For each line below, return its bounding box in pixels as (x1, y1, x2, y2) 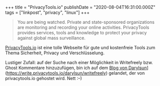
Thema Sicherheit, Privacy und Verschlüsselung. (5, 50, 105, 56)
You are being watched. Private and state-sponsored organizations (17, 19, 155, 25)
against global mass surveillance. (17, 35, 86, 41)
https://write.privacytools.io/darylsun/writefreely (6, 70, 106, 76)
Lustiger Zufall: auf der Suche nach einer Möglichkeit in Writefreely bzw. (5, 60, 153, 65)
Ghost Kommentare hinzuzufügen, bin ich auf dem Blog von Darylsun (5, 65, 147, 71)
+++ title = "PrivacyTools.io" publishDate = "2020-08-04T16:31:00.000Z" (5, 4, 156, 10)
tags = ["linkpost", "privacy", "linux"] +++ (5, 9, 90, 15)
